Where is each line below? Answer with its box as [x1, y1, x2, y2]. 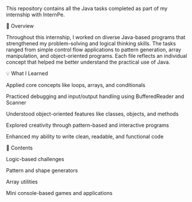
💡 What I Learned [6, 70, 48, 76]
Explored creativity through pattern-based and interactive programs [6, 122, 169, 128]
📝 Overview [6, 23, 34, 29]
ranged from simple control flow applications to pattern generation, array [6, 46, 181, 53]
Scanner [6, 99, 26, 106]
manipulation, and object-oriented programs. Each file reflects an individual [6, 53, 187, 59]
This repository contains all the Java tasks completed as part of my [6, 5, 168, 12]
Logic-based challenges [6, 156, 64, 162]
